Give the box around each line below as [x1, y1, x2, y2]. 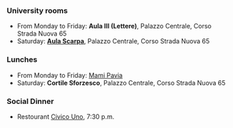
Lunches [6, 55, 38, 65]
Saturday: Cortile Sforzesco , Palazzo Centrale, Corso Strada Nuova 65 [16, 78, 226, 87]
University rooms [6, 6, 68, 16]
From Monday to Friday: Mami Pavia [16, 70, 123, 80]
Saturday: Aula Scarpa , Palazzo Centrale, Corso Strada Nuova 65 [16, 37, 210, 46]
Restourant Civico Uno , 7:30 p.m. [16, 112, 115, 121]
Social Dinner [6, 96, 54, 106]
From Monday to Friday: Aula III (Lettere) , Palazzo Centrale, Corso [16, 22, 212, 31]
